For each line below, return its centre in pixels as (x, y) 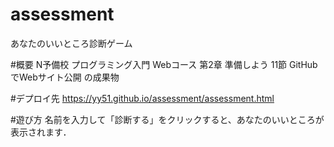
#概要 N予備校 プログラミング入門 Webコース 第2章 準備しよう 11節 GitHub (164, 64)
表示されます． (41, 132)
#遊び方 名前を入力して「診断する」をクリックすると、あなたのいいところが (167, 119)
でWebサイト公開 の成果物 (65, 77)
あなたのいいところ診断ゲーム (71, 43)
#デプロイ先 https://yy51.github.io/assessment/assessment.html (142, 98)
